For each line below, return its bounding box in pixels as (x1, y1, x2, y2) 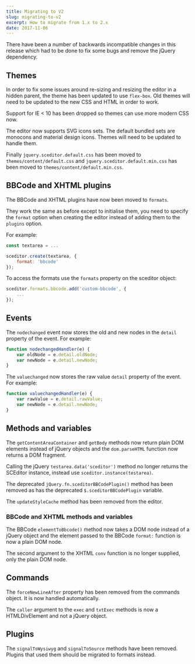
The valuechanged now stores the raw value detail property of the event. (6, 373, 182, 380)
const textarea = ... (6, 243, 59, 248)
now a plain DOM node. (6, 538, 62, 545)
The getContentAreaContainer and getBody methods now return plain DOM (6, 439, 184, 446)
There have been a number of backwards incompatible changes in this (6, 41, 176, 48)
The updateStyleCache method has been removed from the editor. (6, 498, 163, 505)
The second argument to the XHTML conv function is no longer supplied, (6, 549, 180, 557)
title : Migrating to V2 (6, 8, 64, 15)
